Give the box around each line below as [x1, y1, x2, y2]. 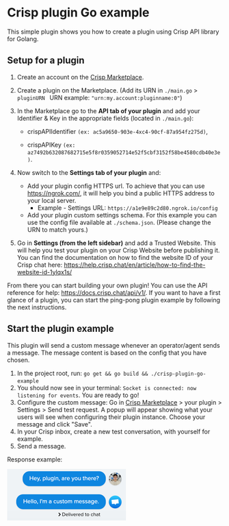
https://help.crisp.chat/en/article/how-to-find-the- [64, 261, 206, 269]
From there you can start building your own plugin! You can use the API [7, 281, 208, 289]
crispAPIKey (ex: [27, 141, 76, 149]
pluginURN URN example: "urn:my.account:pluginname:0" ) [16, 93, 183, 101]
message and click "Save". [16, 420, 92, 428]
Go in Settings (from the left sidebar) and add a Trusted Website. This [16, 239, 217, 247]
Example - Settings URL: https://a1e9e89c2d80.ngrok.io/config [37, 204, 218, 212]
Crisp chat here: [16, 261, 63, 269]
